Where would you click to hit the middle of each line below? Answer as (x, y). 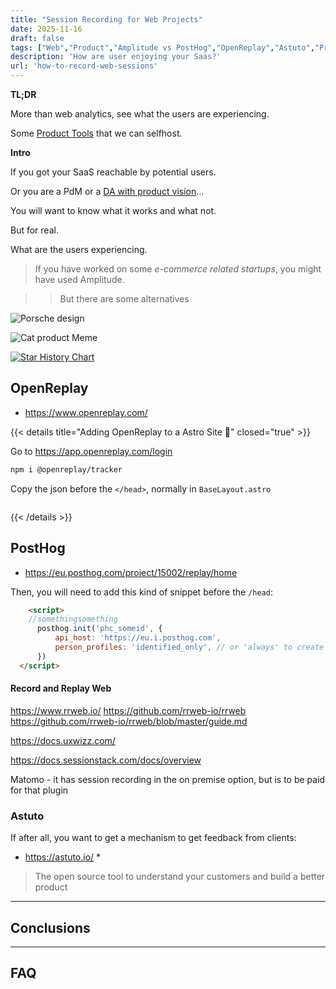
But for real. (34, 230)
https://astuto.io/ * (63, 857)
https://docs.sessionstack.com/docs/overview (106, 760)
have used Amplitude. (79, 279)
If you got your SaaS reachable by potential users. (113, 172)
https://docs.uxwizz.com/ (63, 740)
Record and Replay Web (61, 688)
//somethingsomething (73, 619)
